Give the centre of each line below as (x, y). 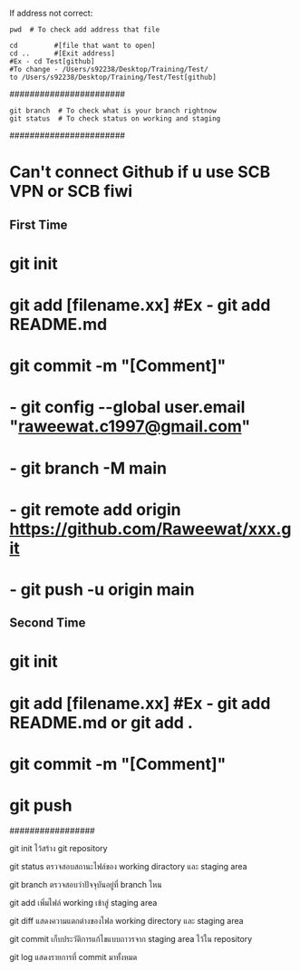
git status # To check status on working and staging (115, 119)
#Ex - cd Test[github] (52, 62)
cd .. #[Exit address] (63, 53)
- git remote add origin (95, 509)
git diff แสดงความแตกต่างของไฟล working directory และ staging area (126, 920)
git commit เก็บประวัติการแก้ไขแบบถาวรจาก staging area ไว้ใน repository (131, 938)
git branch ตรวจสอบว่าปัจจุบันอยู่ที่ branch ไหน (86, 884)
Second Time (48, 623)
